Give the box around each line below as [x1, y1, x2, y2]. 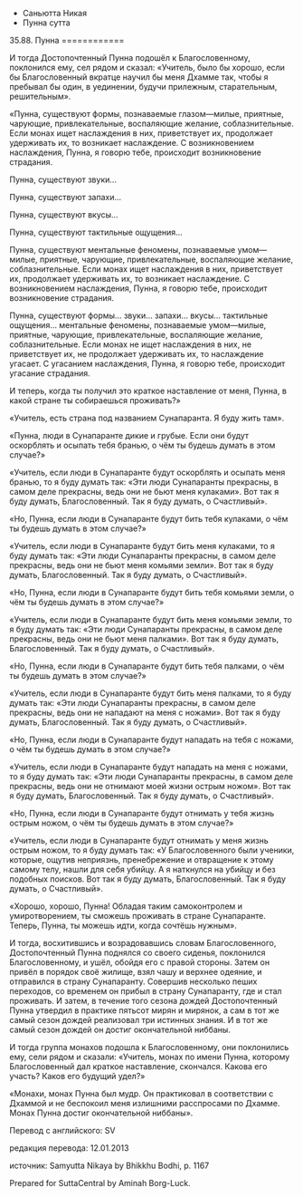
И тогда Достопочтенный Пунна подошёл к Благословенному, [9, 53, 251, 63]
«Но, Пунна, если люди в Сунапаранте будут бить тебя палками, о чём [9, 661, 285, 671]
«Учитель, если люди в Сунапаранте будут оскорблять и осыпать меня [9, 467, 286, 478]
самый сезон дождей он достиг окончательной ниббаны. [9, 1024, 231, 1035]
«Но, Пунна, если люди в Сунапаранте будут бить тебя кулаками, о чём [9, 514, 289, 524]
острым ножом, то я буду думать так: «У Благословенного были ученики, [9, 845, 295, 855]
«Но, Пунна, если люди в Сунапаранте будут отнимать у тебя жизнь [9, 808, 275, 818]
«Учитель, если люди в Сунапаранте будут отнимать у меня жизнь [9, 835, 269, 845]
